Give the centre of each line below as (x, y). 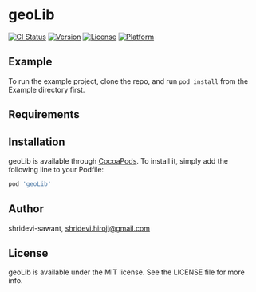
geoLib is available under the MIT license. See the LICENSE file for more (126, 272)
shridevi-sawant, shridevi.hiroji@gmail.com (79, 228)
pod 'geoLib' (30, 184)
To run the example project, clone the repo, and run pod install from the (128, 81)
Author (26, 209)
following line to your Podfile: (56, 169)
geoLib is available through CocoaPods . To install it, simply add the (118, 160)
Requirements (44, 114)
